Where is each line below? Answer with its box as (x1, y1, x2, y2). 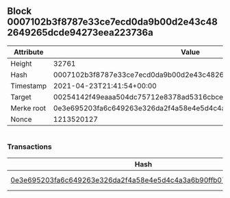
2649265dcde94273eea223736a (7, 27, 154, 38)
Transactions (7, 142, 53, 151)
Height (10, 58, 32, 68)
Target (10, 92, 32, 101)
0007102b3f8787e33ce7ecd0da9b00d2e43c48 (7, 16, 218, 28)
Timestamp (10, 81, 47, 90)
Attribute (13, 47, 44, 57)
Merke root (10, 103, 47, 112)
